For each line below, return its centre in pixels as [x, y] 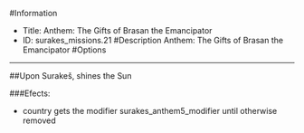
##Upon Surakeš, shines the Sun [71, 76]
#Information [33, 13]
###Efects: [30, 93]
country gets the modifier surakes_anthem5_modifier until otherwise [150, 111]
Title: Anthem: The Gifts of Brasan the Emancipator [117, 30]
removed [39, 120]
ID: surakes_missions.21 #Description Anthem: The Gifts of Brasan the [152, 40]
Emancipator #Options [64, 50]
